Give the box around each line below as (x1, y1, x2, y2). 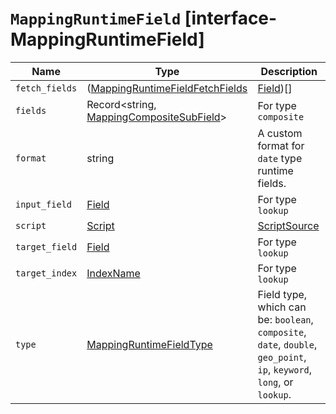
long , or (257, 375, 294, 389)
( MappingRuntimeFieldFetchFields (86, 81, 248, 95)
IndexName (86, 266, 141, 280)
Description (260, 64, 318, 78)
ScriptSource (257, 218, 320, 232)
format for (257, 138, 305, 152)
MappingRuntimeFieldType (86, 337, 213, 351)
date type (257, 151, 303, 165)
